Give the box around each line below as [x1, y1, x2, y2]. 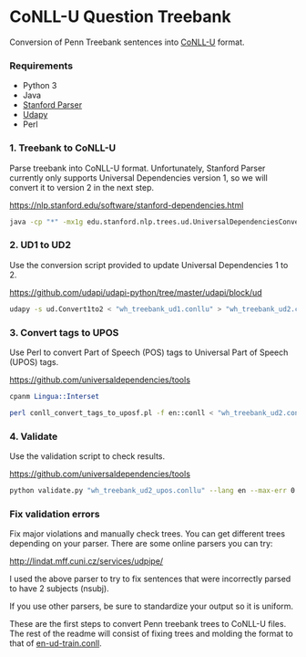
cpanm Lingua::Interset [9, 391, 100, 401]
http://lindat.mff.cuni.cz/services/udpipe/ [9, 556, 164, 567]
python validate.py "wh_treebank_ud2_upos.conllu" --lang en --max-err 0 [9, 485, 296, 495]
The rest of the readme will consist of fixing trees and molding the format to [9, 628, 293, 640]
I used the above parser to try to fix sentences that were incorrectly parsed [9, 573, 291, 585]
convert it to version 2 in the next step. [9, 182, 155, 193]
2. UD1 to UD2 [9, 239, 71, 252]
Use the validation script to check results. [9, 450, 166, 462]
